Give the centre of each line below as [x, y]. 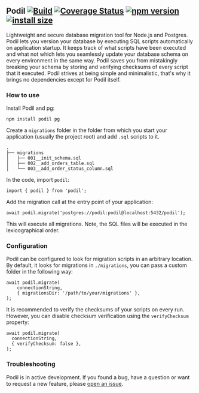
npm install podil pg [33, 119]
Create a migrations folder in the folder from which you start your [87, 130]
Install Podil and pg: [30, 108]
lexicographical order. [33, 230]
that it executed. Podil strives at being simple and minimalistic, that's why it [99, 73]
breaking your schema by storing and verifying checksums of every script [97, 67]
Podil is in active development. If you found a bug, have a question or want [98, 377]
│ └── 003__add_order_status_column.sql [60, 169]
